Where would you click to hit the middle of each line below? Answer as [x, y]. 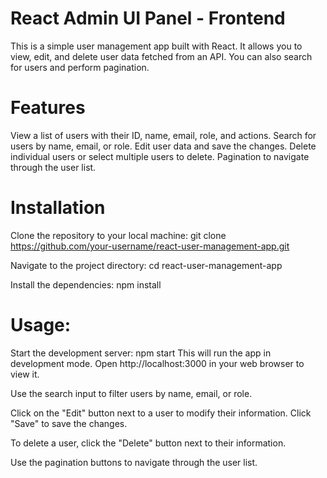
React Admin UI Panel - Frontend [148, 18]
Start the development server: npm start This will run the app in [141, 353]
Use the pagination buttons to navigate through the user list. [134, 462]
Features [48, 108]
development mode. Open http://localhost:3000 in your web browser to [157, 363]
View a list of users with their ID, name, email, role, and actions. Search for [163, 135]
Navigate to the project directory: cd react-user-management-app [146, 265]
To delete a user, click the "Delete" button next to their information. [148, 443]
